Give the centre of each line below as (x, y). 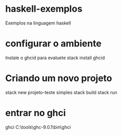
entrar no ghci (36, 113)
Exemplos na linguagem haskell (38, 23)
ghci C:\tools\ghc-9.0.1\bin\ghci (38, 127)
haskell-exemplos (44, 9)
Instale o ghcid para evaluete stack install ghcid (55, 58)
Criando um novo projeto (59, 78)
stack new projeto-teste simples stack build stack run (61, 92)
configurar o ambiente (53, 44)
